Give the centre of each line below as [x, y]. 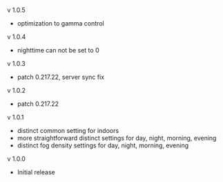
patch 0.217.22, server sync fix [61, 77]
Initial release [36, 172]
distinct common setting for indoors [68, 130]
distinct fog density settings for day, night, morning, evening [103, 145]
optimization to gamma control [61, 23]
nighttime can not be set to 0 [58, 50]
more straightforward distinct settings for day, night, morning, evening [117, 138]
